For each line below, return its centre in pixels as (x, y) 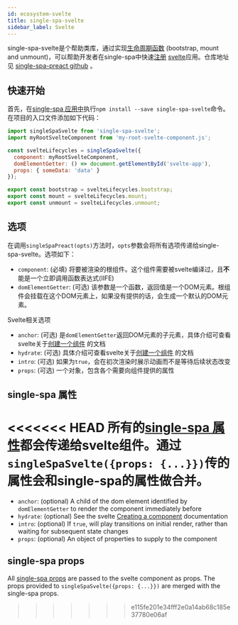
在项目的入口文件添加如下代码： (54, 118)
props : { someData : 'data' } (57, 170)
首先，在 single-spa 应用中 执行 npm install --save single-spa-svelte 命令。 (118, 109)
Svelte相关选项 (29, 319)
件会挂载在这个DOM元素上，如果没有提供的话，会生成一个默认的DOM (120, 296)
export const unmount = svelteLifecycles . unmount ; (84, 203)
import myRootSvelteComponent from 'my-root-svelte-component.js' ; (109, 138)
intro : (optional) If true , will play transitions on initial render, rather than (123, 524)
